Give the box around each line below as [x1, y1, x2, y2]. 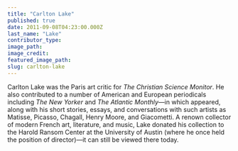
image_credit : [7, 50, 50, 57]
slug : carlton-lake [7, 63, 65, 70]
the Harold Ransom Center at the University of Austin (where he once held [7, 128, 225, 136]
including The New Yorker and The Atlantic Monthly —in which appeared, [7, 97, 221, 106]
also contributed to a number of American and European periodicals [7, 90, 207, 99]
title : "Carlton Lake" [7, 10, 75, 18]
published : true [7, 17, 55, 24]
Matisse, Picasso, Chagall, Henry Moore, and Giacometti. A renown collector [7, 113, 232, 121]
